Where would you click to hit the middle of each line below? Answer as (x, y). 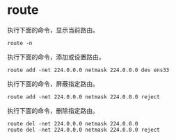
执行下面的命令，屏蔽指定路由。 (53, 84)
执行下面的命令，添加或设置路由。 (56, 57)
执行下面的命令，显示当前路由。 (53, 30)
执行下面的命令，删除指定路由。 (53, 110)
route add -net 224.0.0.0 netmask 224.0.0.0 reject (83, 97)
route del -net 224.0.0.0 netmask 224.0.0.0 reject (83, 130)
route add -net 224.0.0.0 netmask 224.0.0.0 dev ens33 (88, 70)
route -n (20, 43)
